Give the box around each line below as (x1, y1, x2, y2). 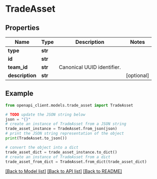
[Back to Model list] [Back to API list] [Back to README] (5, 168, 122, 174)
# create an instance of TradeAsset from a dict (5, 154, 111, 160)
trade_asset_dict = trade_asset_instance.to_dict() (5, 149, 117, 155)
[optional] (125, 72, 149, 79)
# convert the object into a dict (5, 145, 79, 150)
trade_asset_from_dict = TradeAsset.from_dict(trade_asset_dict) (5, 159, 147, 164)
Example (5, 89, 34, 98)
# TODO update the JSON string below (5, 112, 86, 117)
